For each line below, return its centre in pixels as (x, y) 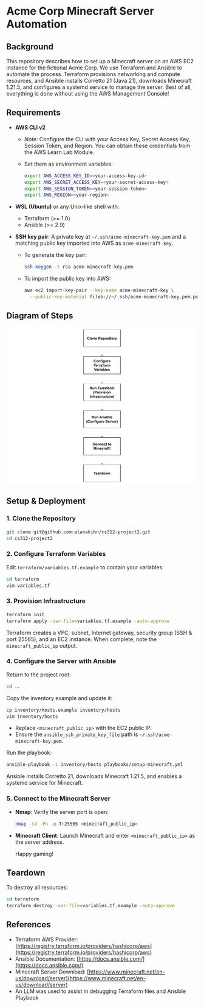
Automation (37, 24)
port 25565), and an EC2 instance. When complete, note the (82, 639)
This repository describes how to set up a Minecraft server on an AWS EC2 (100, 61)
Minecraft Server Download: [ (52, 972)
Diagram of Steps (40, 316)
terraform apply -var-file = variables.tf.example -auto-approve (88, 621)
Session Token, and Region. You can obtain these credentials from (107, 146)
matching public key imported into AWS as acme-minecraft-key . (94, 243)
